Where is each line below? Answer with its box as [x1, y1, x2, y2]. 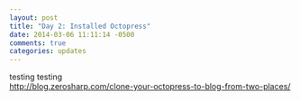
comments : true [9, 38, 67, 48]
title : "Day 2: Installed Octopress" [9, 22, 151, 31]
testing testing [9, 71, 63, 82]
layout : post [9, 13, 59, 23]
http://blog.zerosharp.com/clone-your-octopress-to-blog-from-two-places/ [9, 81, 291, 92]
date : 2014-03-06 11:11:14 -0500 [9, 30, 135, 39]
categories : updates [9, 47, 87, 56]
